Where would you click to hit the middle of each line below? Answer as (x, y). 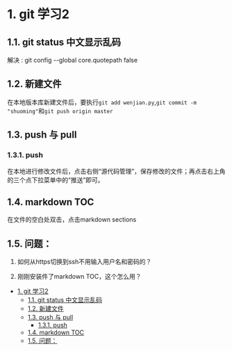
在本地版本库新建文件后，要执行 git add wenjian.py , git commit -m (102, 102)
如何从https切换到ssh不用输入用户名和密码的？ (84, 262)
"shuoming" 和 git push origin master (60, 111)
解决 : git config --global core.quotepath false (72, 60)
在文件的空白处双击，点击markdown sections (72, 220)
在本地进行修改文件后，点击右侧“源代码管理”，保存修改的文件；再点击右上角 (116, 171)
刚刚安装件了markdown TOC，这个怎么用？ (79, 277)
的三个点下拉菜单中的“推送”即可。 (56, 180)
